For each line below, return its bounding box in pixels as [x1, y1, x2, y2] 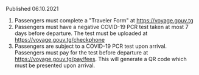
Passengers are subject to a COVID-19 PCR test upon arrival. [14, 42, 167, 50]
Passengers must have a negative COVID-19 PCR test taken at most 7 [14, 24, 189, 30]
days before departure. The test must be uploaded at [14, 30, 148, 37]
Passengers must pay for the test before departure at [14, 49, 148, 56]
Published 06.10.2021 [5, 5, 59, 12]
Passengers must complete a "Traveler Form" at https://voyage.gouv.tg [14, 17, 194, 24]
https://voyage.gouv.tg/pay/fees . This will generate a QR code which [14, 56, 187, 62]
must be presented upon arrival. [14, 62, 96, 69]
